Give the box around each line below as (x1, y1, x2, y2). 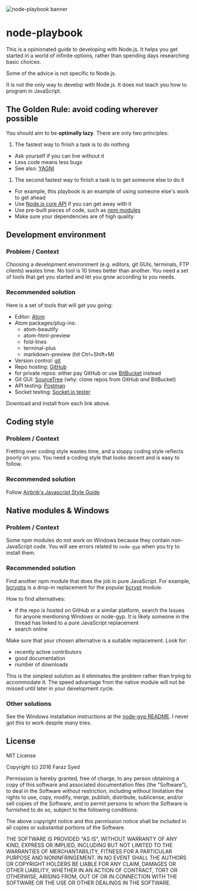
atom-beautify (23, 325, 59, 333)
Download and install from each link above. (6, 399, 111, 407)
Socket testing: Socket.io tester (14, 388, 91, 395)
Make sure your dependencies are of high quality (14, 212, 134, 220)
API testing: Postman (14, 382, 66, 389)
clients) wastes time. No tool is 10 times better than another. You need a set (6, 267, 189, 274)
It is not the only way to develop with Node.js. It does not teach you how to (6, 81, 187, 88)
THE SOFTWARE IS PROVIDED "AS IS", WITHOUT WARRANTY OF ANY (6, 835, 178, 842)
